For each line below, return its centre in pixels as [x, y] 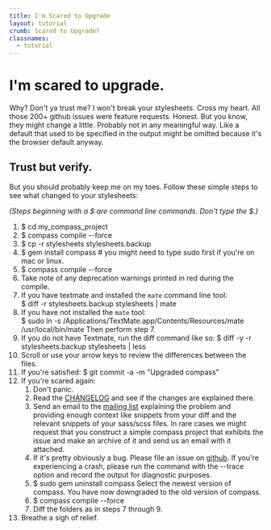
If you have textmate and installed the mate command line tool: [124, 295]
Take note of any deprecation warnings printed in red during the [127, 278]
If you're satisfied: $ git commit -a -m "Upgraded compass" [120, 372]
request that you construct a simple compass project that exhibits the [148, 432]
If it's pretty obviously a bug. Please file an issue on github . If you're [146, 458]
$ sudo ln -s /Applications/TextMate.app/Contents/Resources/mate [132, 321]
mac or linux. [42, 261]
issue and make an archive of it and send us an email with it [132, 441]
